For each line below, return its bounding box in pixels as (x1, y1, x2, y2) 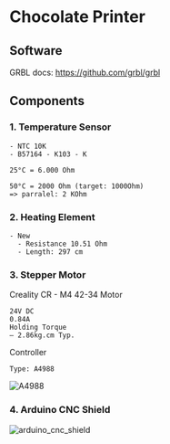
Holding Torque (9, 322, 67, 333)
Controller (9, 347, 47, 358)
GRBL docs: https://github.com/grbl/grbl (9, 67, 161, 78)
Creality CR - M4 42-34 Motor (9, 290, 123, 301)
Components (9, 93, 85, 109)
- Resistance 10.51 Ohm (17, 239, 107, 248)
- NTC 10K (9, 142, 47, 151)
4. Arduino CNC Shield (9, 404, 111, 417)
